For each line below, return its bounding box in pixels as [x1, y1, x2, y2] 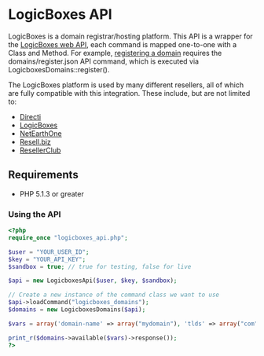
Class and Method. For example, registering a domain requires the [8, 48, 222, 57]
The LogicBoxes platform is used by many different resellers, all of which [8, 80, 244, 90]
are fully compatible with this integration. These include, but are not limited [8, 88, 251, 97]
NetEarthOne [19, 128, 62, 138]
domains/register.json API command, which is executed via [8, 57, 199, 66]
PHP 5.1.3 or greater [19, 189, 84, 198]
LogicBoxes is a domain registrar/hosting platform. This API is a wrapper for [8, 31, 253, 41]
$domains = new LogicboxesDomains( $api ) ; [8, 306, 146, 314]
